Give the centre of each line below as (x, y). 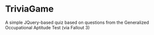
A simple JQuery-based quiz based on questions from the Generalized (77, 22)
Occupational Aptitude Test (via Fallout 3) (48, 27)
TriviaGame (29, 9)
